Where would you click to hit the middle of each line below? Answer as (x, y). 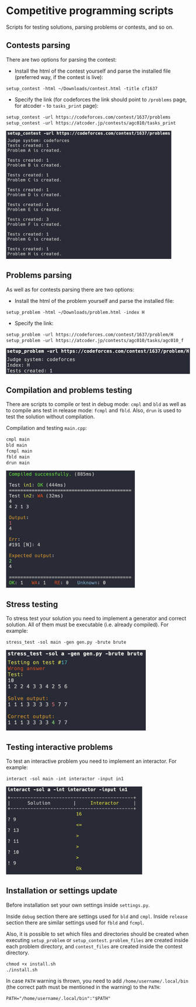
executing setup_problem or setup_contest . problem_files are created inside (97, 940)
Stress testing (32, 604)
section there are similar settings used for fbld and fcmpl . (75, 922)
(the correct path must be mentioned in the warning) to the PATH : (83, 987)
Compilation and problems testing (69, 390)
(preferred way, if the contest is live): (59, 77)
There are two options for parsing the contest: (61, 59)
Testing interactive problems (60, 747)
